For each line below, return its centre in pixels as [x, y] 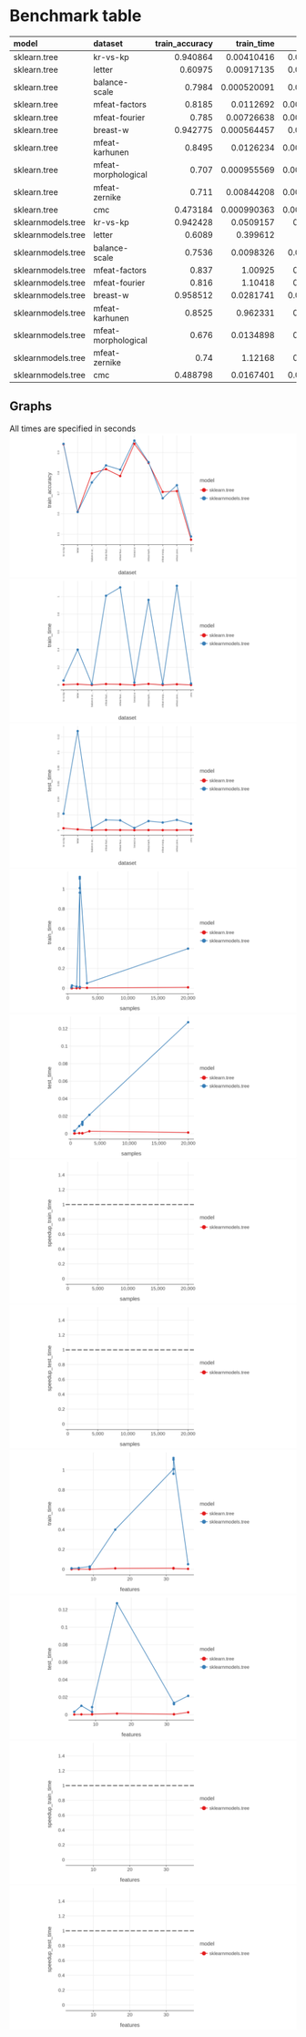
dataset [108, 44]
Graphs [31, 406]
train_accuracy [184, 44]
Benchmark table [76, 16]
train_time [255, 44]
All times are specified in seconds [73, 428]
